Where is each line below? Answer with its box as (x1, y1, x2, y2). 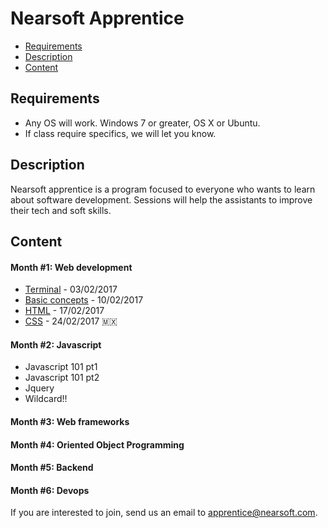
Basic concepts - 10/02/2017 (24, 294, 144, 306)
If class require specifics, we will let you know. (24, 127, 217, 139)
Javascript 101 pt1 (24, 361, 98, 373)
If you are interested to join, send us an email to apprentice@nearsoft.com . (10, 507, 318, 519)
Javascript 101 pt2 (24, 372, 100, 384)
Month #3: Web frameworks (10, 415, 130, 427)
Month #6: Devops (10, 484, 90, 496)
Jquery (24, 382, 55, 394)
